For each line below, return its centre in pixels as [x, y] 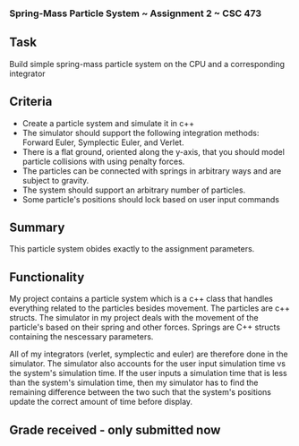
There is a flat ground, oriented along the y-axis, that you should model [153, 151]
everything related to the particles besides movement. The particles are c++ [150, 308]
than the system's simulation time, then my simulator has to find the [134, 382]
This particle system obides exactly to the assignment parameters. [132, 249]
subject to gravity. [56, 180]
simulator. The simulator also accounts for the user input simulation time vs [148, 364]
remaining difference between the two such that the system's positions [140, 392]
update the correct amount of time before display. [101, 402]
